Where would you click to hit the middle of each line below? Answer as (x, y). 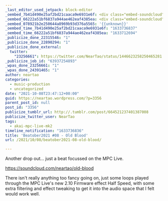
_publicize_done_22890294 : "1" (38, 42)
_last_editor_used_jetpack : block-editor (49, 10)
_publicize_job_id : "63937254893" (41, 61)
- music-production (30, 84)
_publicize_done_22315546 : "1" (38, 38)
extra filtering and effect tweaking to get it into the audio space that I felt (80, 188)
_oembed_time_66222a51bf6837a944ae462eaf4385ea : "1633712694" (71, 33)
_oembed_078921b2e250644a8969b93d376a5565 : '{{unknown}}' (67, 24)
